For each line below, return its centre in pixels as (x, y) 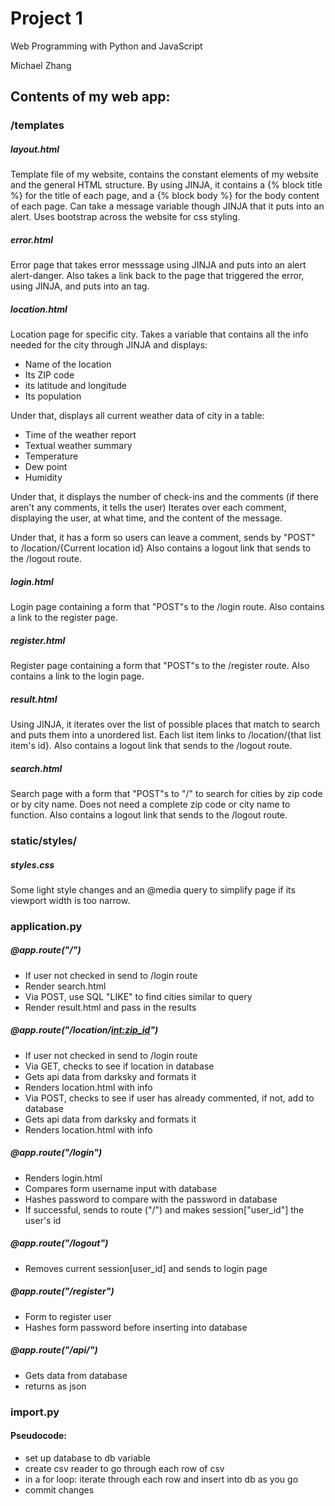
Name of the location (68, 364)
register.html (38, 640)
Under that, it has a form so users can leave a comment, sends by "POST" (163, 538)
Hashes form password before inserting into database (136, 1327)
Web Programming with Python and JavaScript (106, 46)
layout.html (35, 149)
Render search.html (65, 986)
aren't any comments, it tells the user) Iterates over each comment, (148, 508)
